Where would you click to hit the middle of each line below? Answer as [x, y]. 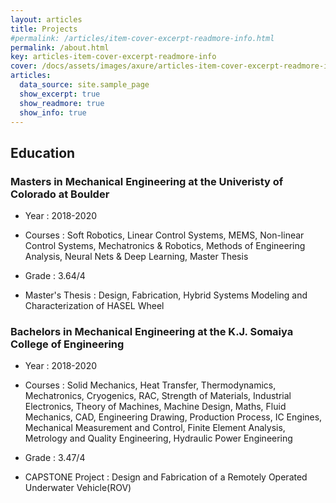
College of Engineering [67, 344]
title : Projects [44, 29]
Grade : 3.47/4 [55, 458]
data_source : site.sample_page [84, 85]
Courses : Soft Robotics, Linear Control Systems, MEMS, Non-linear [164, 235]
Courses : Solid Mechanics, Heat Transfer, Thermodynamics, [150, 385]
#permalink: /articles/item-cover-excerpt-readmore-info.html [142, 38]
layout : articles [46, 19]
